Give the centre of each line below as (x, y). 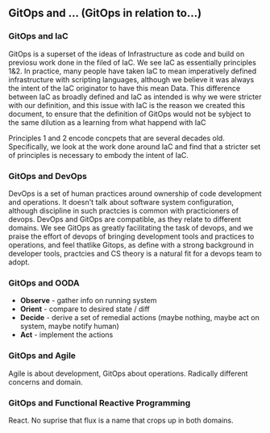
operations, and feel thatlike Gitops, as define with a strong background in (131, 244)
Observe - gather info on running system (88, 301)
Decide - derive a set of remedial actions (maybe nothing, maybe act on (139, 318)
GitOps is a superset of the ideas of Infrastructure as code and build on (127, 54)
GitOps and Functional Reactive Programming (100, 402)
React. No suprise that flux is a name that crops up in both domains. (121, 420)
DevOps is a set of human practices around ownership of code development (135, 194)
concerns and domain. (46, 381)
